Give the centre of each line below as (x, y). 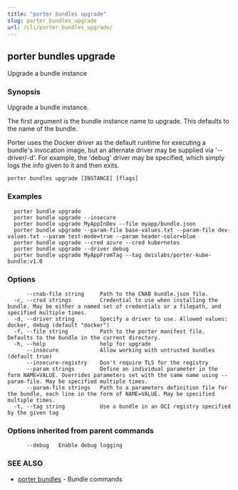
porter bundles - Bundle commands (70, 479)
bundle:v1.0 (25, 261)
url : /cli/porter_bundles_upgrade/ (60, 27)
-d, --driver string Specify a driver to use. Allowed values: (121, 319)
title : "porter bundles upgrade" (57, 14)
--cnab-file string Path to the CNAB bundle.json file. (117, 294)
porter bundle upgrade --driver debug (72, 249)
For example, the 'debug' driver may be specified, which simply (131, 158)
